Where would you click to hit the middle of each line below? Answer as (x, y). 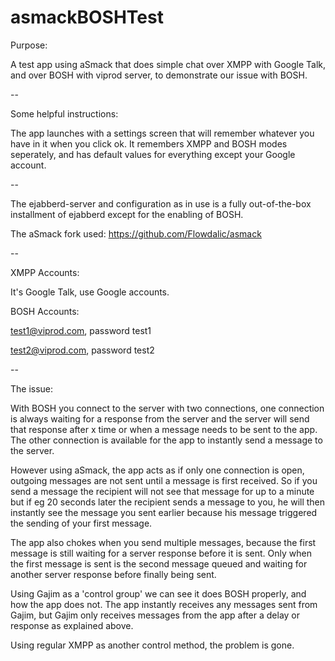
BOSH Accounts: (45, 311)
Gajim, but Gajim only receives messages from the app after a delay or (155, 615)
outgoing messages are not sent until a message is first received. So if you (164, 480)
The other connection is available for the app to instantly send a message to (166, 440)
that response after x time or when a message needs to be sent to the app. (164, 429)
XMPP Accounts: (45, 272)
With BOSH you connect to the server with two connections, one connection (167, 408)
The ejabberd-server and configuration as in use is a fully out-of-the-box (161, 203)
